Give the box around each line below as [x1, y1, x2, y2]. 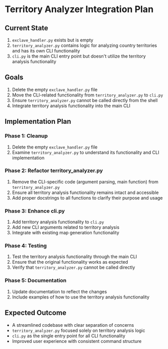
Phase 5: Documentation [5, 277, 67, 284]
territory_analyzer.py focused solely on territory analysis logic [12, 327, 146, 333]
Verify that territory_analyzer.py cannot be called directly [12, 264, 135, 271]
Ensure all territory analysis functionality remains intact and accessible [12, 189, 159, 195]
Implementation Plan [5, 117, 72, 126]
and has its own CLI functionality [12, 48, 80, 54]
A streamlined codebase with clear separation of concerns [12, 322, 134, 328]
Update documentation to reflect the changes [12, 288, 107, 294]
